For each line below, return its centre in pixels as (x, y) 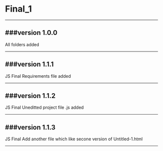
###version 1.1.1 (29, 64)
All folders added (22, 44)
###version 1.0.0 (31, 33)
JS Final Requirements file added (38, 76)
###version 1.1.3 (30, 127)
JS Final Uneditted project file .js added (44, 107)
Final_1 (19, 9)
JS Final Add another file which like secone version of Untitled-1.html (74, 139)
